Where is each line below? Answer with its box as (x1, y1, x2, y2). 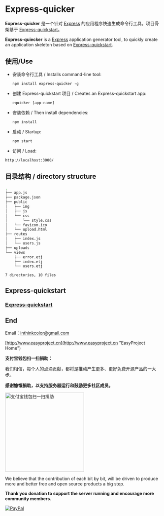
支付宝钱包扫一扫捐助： (5, 356, 53, 361)
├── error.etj (14, 254, 43, 260)
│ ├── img (5, 204, 30, 209)
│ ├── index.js (5, 236, 41, 241)
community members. (5, 496, 52, 502)
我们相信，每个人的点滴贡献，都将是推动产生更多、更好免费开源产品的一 (5, 366, 152, 372)
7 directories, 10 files (5, 273, 56, 278)
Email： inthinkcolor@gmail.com (5, 330, 70, 336)
